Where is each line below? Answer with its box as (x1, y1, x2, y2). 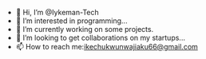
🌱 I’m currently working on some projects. (15, 25, 154, 33)
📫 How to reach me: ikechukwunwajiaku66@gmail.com (15, 42, 198, 51)
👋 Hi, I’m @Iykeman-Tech (15, 8, 100, 17)
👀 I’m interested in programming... (15, 16, 128, 26)
